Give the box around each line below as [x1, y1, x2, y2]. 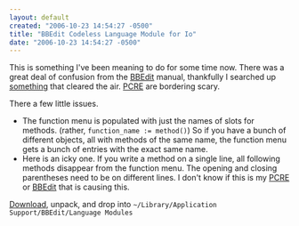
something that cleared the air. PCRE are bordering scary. [9, 81, 221, 92]
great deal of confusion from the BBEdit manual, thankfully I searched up [9, 72, 277, 83]
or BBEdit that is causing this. [21, 182, 131, 192]
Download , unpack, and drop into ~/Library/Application [9, 199, 218, 210]
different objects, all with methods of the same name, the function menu [21, 134, 287, 145]
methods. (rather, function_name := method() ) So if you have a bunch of [21, 125, 287, 136]
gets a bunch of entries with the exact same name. [21, 144, 208, 155]
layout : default [9, 12, 69, 22]
